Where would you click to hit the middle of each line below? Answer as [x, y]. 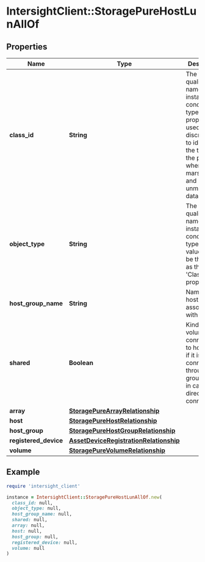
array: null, [28, 525]
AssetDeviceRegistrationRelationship [124, 440]
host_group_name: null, [42, 514]
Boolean [81, 363]
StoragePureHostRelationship [113, 421]
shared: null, [30, 520]
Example [23, 472]
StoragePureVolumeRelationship [117, 450]
